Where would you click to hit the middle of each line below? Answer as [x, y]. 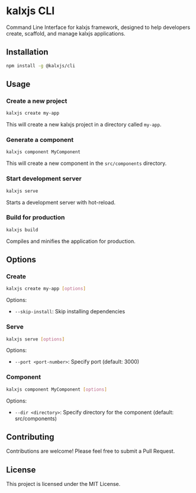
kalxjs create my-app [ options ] [46, 289]
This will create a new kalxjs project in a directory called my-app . [84, 125]
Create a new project [37, 100]
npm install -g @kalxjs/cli [41, 66]
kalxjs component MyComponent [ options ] [57, 389]
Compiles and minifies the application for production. [71, 241]
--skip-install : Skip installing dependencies [70, 312]
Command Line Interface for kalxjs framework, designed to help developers [98, 27]
